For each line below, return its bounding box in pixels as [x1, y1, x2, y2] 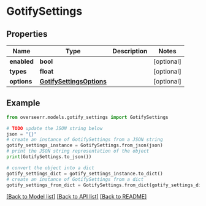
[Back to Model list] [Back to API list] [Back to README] [6, 193, 147, 200]
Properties [6, 29, 48, 39]
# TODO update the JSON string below [6, 125, 103, 131]
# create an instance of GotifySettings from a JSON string [6, 137, 164, 143]
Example [6, 98, 40, 109]
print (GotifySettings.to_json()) [6, 154, 92, 160]
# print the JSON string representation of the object [6, 148, 150, 154]
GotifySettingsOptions [39, 77, 107, 85]
